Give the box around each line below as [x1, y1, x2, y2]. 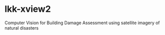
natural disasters [4, 25, 39, 31]
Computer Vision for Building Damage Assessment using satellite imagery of [4, 20, 160, 26]
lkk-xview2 [4, 3, 51, 15]
